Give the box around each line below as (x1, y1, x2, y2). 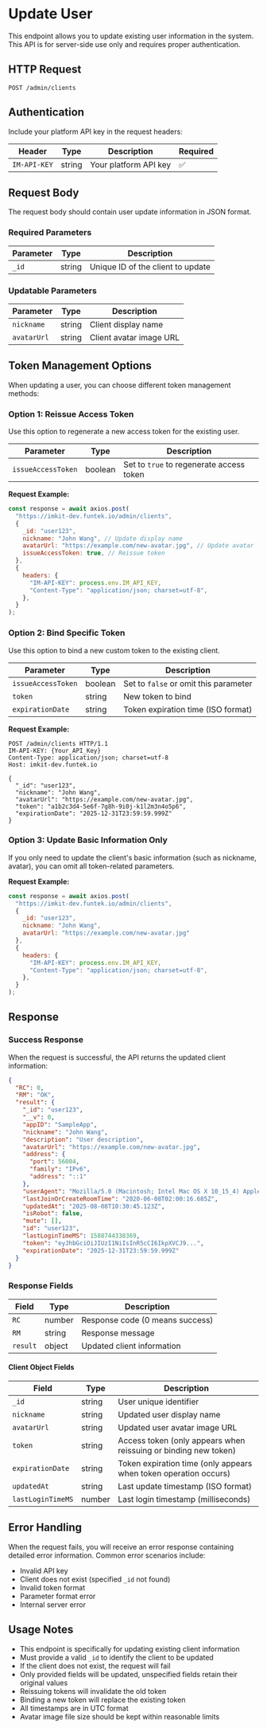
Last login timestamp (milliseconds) (118, 1493, 251, 1504)
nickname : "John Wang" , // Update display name (22, 535, 183, 543)
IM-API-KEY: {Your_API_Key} (8, 747, 102, 755)
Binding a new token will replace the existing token (19, 1695, 186, 1704)
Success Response (8, 1034, 83, 1045)
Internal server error (19, 1599, 86, 1609)
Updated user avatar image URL (118, 1421, 238, 1433)
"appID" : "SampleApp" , (22, 1120, 98, 1128)
